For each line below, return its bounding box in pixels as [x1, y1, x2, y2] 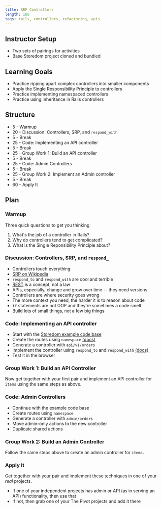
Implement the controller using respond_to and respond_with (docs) [12, 347, 149, 353]
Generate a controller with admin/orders [12, 415, 93, 421]
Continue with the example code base [12, 405, 90, 411]
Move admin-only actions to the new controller [12, 420, 107, 426]
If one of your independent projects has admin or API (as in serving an [12, 488, 155, 494]
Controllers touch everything [12, 266, 70, 272]
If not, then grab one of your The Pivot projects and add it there [12, 498, 141, 505]
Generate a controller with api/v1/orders [12, 342, 95, 348]
